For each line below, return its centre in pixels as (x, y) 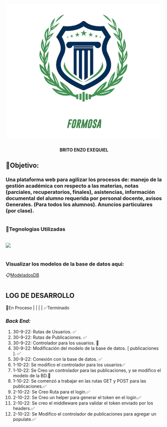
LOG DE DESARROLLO (40, 296)
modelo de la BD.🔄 (32, 376)
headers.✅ (24, 409)
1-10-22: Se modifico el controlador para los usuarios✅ (69, 365)
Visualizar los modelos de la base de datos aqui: (65, 264)
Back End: (18, 321)
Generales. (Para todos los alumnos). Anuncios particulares (79, 205)
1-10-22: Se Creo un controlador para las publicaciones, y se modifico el (87, 370)
